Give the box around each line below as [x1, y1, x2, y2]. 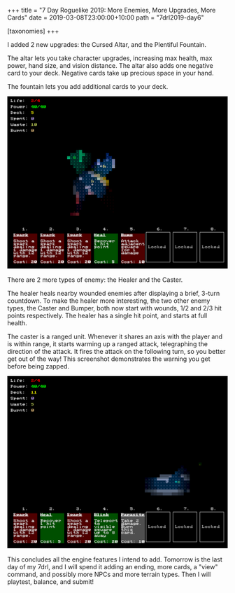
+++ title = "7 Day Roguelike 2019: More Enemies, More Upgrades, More [7, 6, 216, 14]
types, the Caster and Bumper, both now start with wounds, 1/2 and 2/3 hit [7, 304, 222, 313]
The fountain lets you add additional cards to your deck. [7, 83, 169, 90]
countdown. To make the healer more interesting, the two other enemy [7, 296, 211, 305]
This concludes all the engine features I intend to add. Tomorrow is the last [7, 555, 222, 564]
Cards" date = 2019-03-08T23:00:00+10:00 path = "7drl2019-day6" [7, 13, 204, 22]
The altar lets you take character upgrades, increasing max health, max [7, 54, 213, 62]
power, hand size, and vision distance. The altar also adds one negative [7, 62, 213, 69]
